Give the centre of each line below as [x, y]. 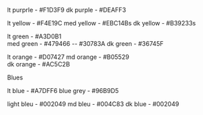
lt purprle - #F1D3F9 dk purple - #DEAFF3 [67, 10]
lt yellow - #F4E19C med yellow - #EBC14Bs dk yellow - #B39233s [101, 23]
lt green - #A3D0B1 [34, 36]
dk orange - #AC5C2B [39, 64]
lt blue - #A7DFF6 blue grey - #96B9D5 [63, 91]
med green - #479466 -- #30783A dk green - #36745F [85, 43]
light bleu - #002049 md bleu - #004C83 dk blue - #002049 [93, 104]
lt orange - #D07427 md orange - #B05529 [68, 57]
